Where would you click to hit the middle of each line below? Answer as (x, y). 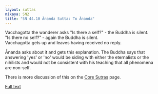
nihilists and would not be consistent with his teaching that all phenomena (79, 63)
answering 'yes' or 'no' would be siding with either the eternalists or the (77, 57)
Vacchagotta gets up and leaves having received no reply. (63, 43)
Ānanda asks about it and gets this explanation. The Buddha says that (75, 52)
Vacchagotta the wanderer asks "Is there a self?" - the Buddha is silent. (77, 33)
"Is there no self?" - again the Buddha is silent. (52, 38)
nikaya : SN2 (17, 14)
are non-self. (18, 68)
